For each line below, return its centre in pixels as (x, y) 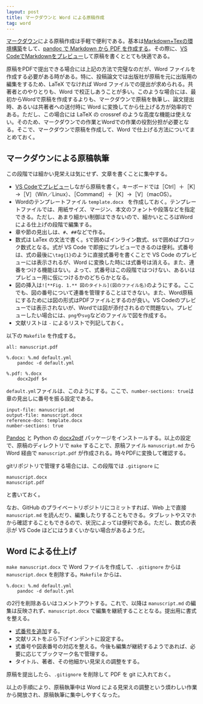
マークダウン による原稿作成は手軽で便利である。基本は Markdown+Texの (97, 41)
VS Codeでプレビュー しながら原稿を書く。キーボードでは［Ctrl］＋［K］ (105, 187)
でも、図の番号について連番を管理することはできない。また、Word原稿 (104, 293)
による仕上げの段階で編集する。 (55, 225)
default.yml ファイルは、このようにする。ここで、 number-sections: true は (100, 391)
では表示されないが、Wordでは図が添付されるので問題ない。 (101, 308)
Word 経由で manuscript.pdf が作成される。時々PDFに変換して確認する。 (98, 453)
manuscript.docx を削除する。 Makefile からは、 (66, 574)
